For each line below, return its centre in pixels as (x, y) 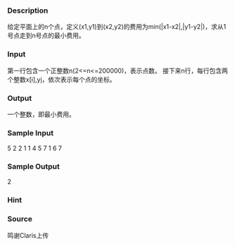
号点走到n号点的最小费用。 (46, 36)
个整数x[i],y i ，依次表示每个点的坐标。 (62, 79)
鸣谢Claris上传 (28, 235)
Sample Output (33, 166)
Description (28, 11)
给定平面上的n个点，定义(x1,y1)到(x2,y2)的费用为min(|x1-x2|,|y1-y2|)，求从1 (117, 27)
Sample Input (31, 133)
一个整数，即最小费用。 (41, 114)
